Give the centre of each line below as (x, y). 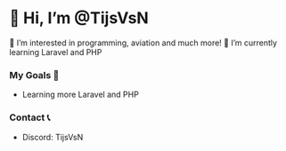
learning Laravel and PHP (56, 52)
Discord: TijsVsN (53, 137)
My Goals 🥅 (34, 75)
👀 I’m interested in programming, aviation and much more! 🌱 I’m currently (143, 43)
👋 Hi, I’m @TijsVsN (79, 18)
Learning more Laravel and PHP (81, 95)
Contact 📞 (30, 117)
